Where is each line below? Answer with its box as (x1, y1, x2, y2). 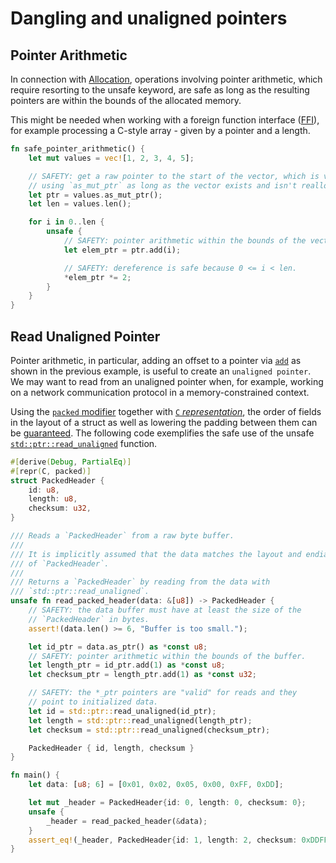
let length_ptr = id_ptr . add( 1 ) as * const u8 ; (28, 660, 226, 671)
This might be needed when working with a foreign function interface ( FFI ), (10, 114, 320, 126)
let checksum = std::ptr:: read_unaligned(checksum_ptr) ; (28, 725, 271, 735)
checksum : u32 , (28, 503, 92, 514)
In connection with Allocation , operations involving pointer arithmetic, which (10, 73, 323, 85)
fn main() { (10, 770, 60, 781)
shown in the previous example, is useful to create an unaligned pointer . (10, 365, 312, 377)
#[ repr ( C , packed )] (10, 466, 92, 476)
